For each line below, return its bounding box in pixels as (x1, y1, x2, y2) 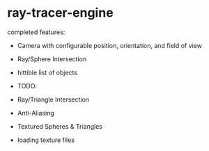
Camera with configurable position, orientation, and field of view (17, 41, 202, 49)
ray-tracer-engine (7, 5, 114, 21)
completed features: (7, 28, 65, 36)
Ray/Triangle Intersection (17, 95, 89, 104)
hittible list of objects (17, 68, 78, 77)
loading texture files (17, 136, 75, 144)
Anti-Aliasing (17, 109, 54, 117)
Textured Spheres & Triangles (17, 122, 103, 130)
